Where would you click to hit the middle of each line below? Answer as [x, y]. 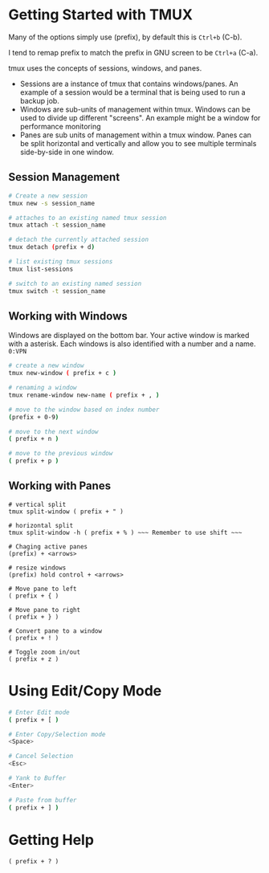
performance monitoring [60, 126]
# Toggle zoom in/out [45, 652]
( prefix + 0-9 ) [34, 417]
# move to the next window [53, 431]
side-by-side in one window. [67, 152]
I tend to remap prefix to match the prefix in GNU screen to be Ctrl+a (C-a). [133, 52]
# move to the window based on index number [84, 410]
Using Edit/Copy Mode [85, 691]
